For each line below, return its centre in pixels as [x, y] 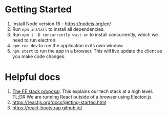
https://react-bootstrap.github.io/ [47, 108]
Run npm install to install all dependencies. [58, 29]
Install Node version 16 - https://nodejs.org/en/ [61, 24]
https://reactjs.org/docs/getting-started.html [59, 102]
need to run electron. [34, 40]
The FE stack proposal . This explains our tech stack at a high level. [82, 91]
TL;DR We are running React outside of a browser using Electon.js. [82, 96]
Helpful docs [33, 77]
